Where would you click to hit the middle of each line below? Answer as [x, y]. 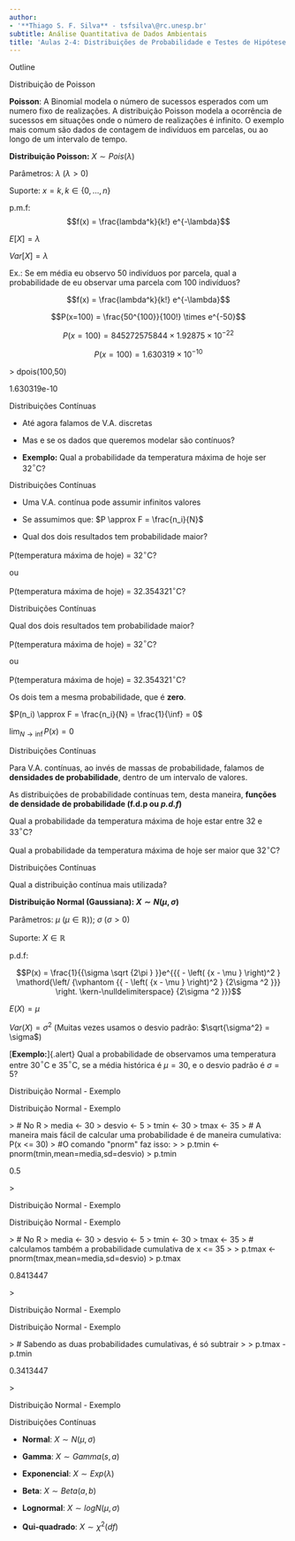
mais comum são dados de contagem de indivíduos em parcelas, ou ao [139, 130]
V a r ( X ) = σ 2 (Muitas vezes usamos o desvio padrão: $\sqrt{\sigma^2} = [140, 1026]
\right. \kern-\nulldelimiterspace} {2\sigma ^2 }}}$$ [148, 991]
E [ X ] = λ [25, 239]
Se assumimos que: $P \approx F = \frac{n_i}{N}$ [113, 520]
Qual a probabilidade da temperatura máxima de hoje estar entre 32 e [136, 821]
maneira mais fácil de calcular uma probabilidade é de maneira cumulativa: [145, 1135]
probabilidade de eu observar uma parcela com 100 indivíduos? [125, 283]
